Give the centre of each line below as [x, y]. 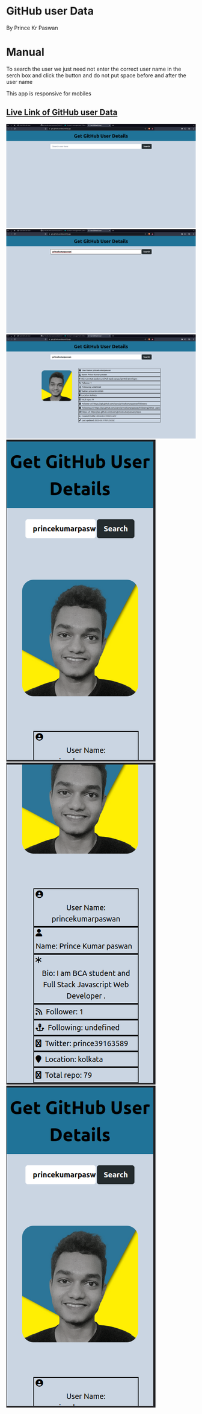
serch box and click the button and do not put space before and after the [96, 75]
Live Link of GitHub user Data [62, 113]
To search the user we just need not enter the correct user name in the [94, 69]
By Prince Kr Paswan [32, 28]
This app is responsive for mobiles [49, 93]
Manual [26, 52]
